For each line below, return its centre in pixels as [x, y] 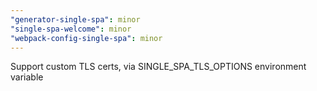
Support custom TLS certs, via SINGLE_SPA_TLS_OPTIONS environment [158, 67]
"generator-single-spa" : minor [75, 19]
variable [27, 77]
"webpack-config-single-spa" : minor [86, 38]
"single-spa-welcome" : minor [71, 29]
